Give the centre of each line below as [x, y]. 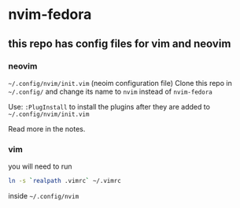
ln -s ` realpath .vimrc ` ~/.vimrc [65, 181]
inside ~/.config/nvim [44, 196]
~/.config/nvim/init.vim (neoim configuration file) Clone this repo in [120, 83]
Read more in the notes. [47, 128]
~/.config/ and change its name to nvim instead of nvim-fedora [110, 91]
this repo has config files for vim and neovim [120, 44]
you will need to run [40, 166]
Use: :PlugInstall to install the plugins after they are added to [109, 106]
